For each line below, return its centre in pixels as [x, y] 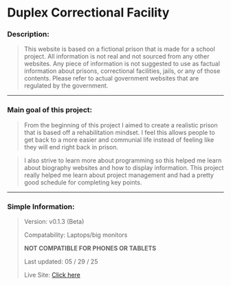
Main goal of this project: [50, 110]
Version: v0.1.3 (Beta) [54, 222]
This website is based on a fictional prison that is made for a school [119, 49]
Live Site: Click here [52, 275]
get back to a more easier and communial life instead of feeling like [119, 140]
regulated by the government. [66, 86]
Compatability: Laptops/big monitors [76, 235]
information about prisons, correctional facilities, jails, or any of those [122, 71]
